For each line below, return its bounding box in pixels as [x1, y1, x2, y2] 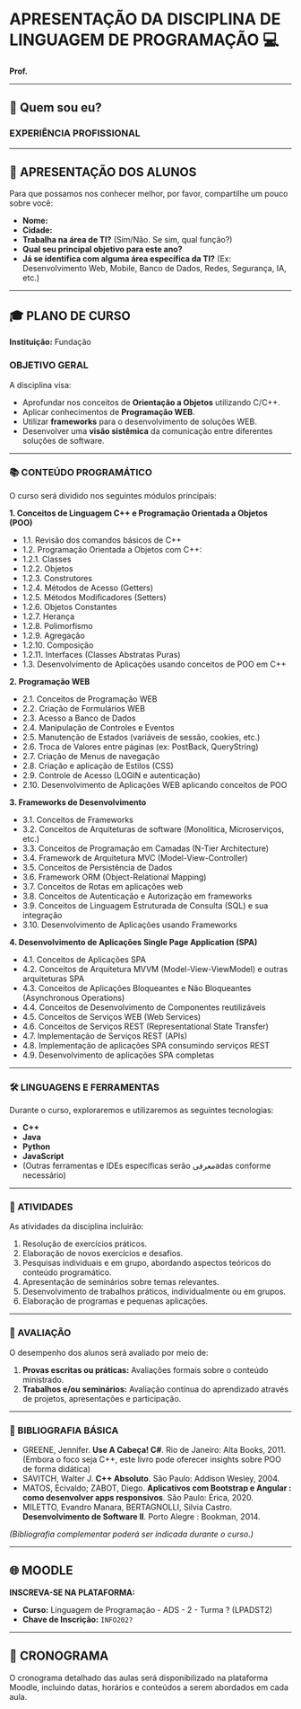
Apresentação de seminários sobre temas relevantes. [21, 1277, 219, 1288]
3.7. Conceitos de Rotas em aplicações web [21, 881, 184, 891]
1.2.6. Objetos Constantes [21, 601, 117, 612]
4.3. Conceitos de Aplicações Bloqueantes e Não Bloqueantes [21, 982, 252, 993]
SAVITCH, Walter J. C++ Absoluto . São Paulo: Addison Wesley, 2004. [21, 1474, 280, 1484]
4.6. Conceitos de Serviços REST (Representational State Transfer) [21, 1021, 269, 1032]
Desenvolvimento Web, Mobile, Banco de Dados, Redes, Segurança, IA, [21, 263, 287, 274]
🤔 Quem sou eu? [9, 100, 102, 116]
